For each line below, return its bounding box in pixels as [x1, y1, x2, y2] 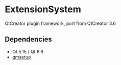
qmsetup [12, 54, 31, 60]
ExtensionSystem [5, 4, 81, 15]
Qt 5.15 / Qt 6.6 [12, 48, 44, 54]
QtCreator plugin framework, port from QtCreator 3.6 [5, 20, 116, 26]
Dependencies [5, 35, 52, 44]
